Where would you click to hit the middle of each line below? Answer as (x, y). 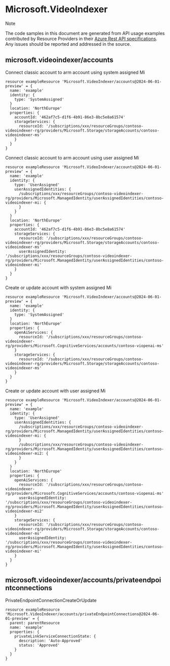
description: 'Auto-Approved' (50, 641)
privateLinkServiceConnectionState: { (55, 636)
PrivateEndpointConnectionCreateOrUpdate (51, 600)
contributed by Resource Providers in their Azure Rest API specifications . (81, 39)
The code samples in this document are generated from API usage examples (85, 33)
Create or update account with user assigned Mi (55, 391)
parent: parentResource (35, 623)
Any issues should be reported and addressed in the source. (68, 44)
